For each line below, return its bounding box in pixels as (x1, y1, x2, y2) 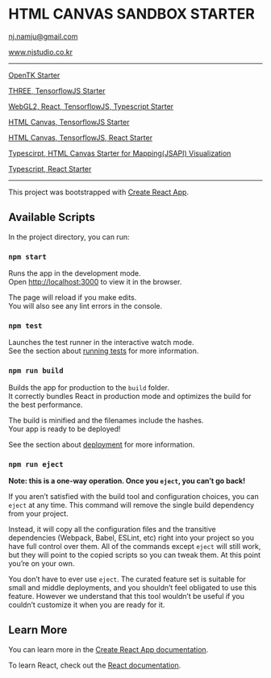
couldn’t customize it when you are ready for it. (8, 600, 165, 609)
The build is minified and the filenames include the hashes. (8, 415, 204, 425)
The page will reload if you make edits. (8, 293, 137, 302)
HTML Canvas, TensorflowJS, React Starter (8, 132, 153, 142)
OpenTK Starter (8, 70, 60, 80)
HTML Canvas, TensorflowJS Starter (8, 117, 130, 127)
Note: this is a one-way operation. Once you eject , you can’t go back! (8, 476, 246, 485)
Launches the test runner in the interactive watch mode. (8, 338, 195, 347)
